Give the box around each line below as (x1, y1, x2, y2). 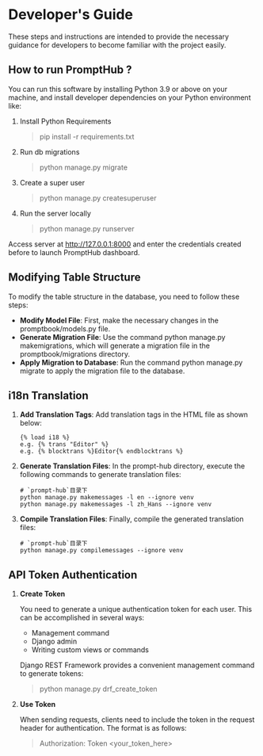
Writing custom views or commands (31, 645, 149, 655)
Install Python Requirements (19, 116, 112, 126)
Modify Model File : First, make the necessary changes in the (19, 315, 219, 325)
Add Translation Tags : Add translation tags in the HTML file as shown (19, 410, 248, 419)
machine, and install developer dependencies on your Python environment (8, 93, 251, 102)
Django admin (31, 636, 78, 647)
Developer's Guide (8, 6, 133, 24)
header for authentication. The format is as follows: (19, 724, 188, 733)
